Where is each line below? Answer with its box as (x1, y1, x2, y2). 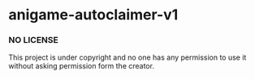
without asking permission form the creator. (8, 61, 154, 71)
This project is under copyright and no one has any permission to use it (8, 52, 247, 62)
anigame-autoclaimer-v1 (8, 6, 179, 24)
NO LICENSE (8, 35, 58, 46)
